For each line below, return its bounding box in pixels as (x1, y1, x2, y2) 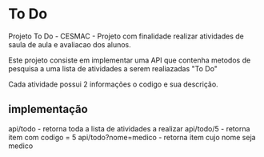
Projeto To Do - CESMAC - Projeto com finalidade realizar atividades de (8, 31, 244, 41)
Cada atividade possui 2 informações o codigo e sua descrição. (8, 79, 218, 89)
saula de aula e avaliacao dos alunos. (8, 39, 132, 49)
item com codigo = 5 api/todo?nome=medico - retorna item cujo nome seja (8, 132, 256, 142)
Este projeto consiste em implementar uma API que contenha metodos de (8, 55, 251, 65)
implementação (8, 103, 88, 116)
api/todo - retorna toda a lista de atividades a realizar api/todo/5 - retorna (8, 123, 250, 133)
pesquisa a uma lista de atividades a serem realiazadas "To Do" (8, 63, 218, 73)
